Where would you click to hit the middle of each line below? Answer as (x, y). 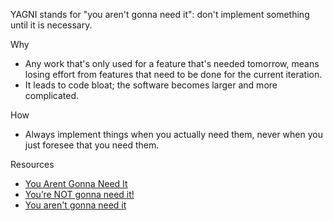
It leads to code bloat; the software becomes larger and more (151, 85)
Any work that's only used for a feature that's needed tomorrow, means (172, 63)
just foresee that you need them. (92, 145)
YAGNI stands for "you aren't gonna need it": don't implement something (160, 14)
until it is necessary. (51, 25)
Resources (32, 164)
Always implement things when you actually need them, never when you (173, 134)
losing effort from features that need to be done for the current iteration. (173, 74)
